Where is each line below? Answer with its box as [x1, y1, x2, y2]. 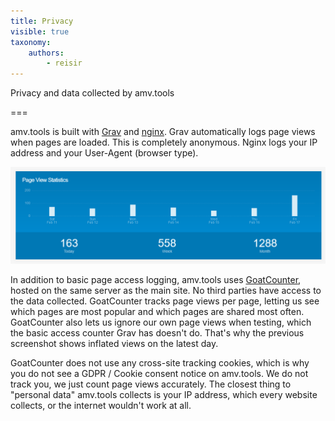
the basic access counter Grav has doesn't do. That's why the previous [10, 326, 305, 339]
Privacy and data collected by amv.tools [10, 87, 175, 99]
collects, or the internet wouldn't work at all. [10, 399, 192, 411]
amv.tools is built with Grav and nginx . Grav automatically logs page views [10, 126, 316, 138]
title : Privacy [10, 16, 74, 26]
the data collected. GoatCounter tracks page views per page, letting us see [10, 295, 320, 307]
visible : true [10, 26, 70, 37]
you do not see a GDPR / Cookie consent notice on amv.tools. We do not [10, 367, 309, 379]
